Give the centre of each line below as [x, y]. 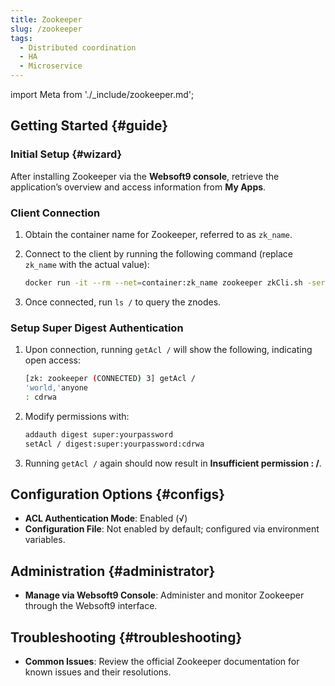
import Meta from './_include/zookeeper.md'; [102, 94]
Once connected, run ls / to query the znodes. [123, 302]
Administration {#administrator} [113, 571]
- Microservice [51, 66]
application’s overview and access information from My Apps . [138, 187]
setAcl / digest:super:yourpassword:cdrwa [114, 444]
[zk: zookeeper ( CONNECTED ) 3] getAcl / [110, 379]
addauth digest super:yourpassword [99, 434]
